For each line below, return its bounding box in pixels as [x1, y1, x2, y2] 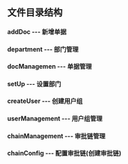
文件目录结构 [7, 6, 63, 19]
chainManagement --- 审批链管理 [7, 132, 106, 140]
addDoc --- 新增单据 [7, 27, 66, 36]
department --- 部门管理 [7, 45, 79, 53]
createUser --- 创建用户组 [7, 97, 83, 105]
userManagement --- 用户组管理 [7, 114, 103, 123]
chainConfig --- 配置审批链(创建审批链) [7, 149, 122, 158]
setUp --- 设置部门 [7, 79, 62, 88]
